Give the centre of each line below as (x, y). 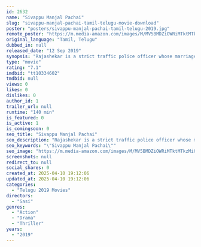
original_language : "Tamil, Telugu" (52, 40)
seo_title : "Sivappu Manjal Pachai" (52, 135)
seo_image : (20, 151)
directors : (20, 195)
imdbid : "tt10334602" (33, 73)
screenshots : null (29, 156)
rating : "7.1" (24, 67)
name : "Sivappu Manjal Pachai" (45, 17)
